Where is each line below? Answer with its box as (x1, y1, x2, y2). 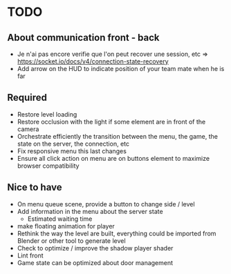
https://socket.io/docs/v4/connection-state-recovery (17, 57, 169, 66)
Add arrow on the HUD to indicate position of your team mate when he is (17, 65, 225, 72)
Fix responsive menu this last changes (17, 146, 127, 155)
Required (7, 92, 47, 104)
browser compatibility (17, 162, 80, 170)
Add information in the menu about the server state (17, 207, 164, 215)
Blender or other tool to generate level (17, 236, 126, 245)
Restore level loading (17, 110, 77, 118)
